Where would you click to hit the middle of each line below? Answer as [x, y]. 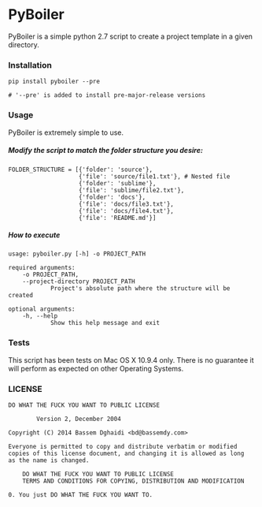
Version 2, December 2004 [79, 419]
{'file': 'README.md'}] [117, 218]
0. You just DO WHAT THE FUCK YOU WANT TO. [81, 495]
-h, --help [40, 316]
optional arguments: [42, 309]
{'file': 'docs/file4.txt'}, [126, 211]
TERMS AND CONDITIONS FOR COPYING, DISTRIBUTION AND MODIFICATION [133, 481]
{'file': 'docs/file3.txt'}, [126, 204]
